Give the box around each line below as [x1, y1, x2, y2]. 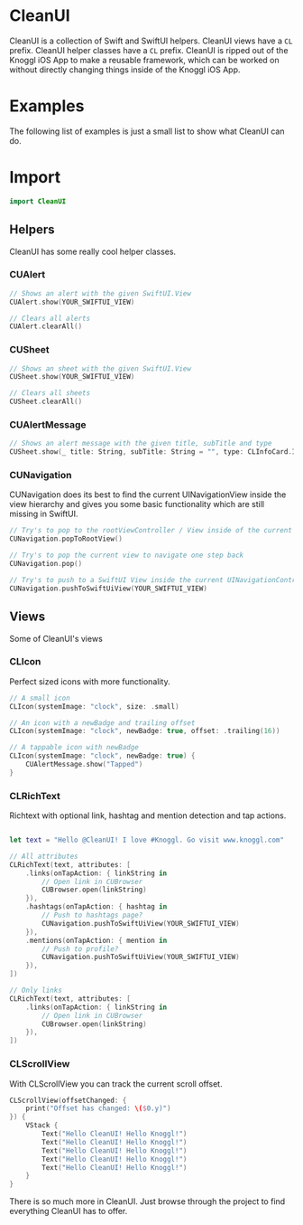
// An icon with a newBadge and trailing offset [9, 718, 196, 728]
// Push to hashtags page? [41, 910, 143, 920]
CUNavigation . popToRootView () [9, 534, 124, 543]
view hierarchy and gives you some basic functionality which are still [9, 499, 264, 510]
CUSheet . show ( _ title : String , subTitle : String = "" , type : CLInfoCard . [9, 448, 293, 457]
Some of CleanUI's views [9, 633, 104, 644]
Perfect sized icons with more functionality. [9, 675, 170, 687]
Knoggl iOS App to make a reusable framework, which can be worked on [9, 54, 280, 65]
